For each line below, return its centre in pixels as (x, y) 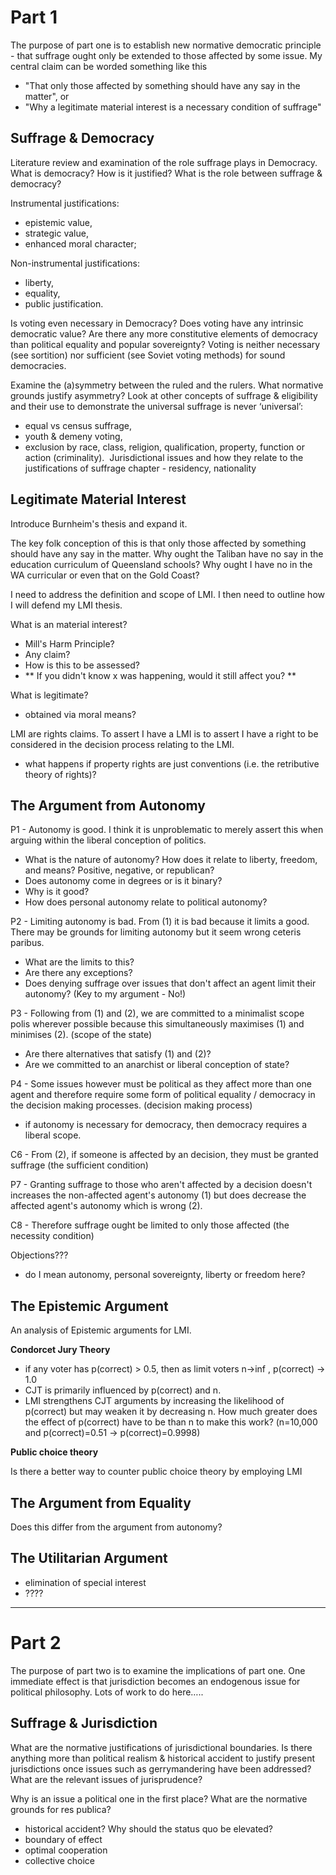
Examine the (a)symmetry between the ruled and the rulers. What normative (167, 385)
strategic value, (56, 233)
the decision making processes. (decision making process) (131, 1105)
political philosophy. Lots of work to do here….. (107, 1692)
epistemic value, (58, 222)
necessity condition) (52, 1236)
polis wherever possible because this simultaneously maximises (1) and (157, 1024)
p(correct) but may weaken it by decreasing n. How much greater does (171, 1412)
